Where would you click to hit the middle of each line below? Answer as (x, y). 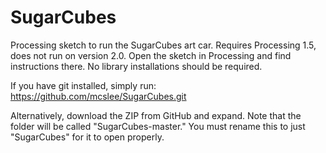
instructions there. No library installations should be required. (136, 66)
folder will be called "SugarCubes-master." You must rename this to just (158, 126)
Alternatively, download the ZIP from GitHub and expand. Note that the (156, 115)
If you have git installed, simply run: (83, 85)
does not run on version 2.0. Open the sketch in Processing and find (151, 55)
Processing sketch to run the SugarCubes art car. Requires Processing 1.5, (163, 45)
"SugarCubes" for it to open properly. (87, 137)
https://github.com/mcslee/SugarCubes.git (98, 96)
